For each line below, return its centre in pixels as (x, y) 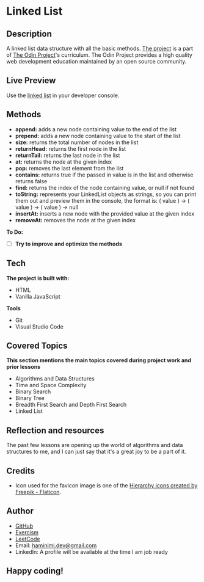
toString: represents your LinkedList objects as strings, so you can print (106, 194)
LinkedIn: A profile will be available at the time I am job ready (91, 551)
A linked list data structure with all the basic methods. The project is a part (100, 48)
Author (20, 511)
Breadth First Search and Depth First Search (71, 405)
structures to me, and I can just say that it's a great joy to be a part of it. (96, 452)
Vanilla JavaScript (38, 296)
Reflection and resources (55, 430)
